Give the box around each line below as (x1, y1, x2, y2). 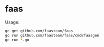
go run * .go (5, 37, 29, 42)
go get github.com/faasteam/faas (5, 28, 73, 33)
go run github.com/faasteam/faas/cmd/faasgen (5, 33, 99, 38)
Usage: (5, 19, 20, 25)
